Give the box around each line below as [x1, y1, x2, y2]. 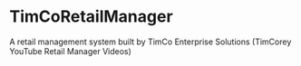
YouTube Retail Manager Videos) [9, 45, 131, 56]
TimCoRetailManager [9, 6, 174, 27]
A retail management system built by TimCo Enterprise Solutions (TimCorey [9, 36, 292, 47]
